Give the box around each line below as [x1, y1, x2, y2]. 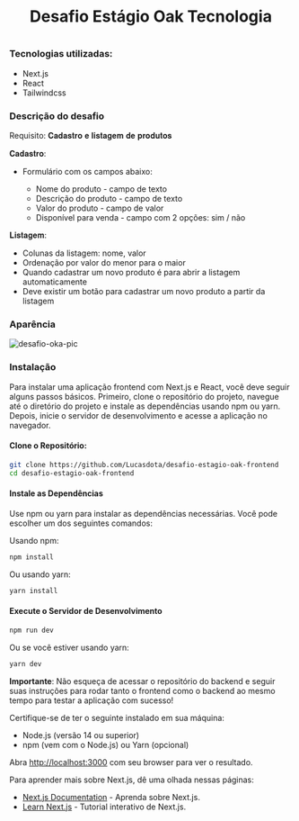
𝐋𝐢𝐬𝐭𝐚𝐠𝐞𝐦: [9, 230, 48, 240]
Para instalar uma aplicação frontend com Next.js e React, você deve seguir [9, 381, 290, 392]
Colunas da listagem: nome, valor [22, 248, 146, 258]
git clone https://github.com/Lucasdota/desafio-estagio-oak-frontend [9, 460, 279, 469]
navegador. [9, 420, 51, 430]
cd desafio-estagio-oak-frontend [9, 468, 135, 478]
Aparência [9, 318, 56, 330]
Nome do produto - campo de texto [35, 184, 168, 194]
